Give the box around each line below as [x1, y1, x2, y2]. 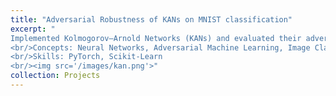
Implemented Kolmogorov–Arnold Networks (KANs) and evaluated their [10, 33, 302, 43]
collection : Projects [10, 71, 101, 81]
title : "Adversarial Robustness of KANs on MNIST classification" [10, 14, 293, 25]
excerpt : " [10, 24, 56, 34]
